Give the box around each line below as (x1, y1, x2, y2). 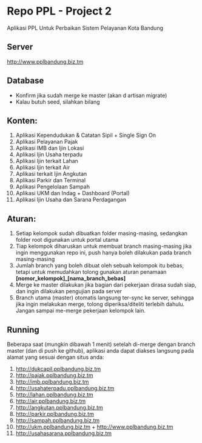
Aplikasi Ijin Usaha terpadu (15, 151, 83, 158)
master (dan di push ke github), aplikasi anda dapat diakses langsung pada (7, 347, 194, 354)
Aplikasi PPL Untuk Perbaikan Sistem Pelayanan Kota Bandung (7, 24, 163, 32)
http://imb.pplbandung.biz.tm (15, 378, 89, 385)
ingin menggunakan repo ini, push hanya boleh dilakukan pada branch (15, 249, 192, 256)
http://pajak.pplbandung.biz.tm (15, 371, 93, 379)
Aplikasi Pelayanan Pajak (15, 138, 78, 145)
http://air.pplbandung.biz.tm (15, 398, 86, 404)
